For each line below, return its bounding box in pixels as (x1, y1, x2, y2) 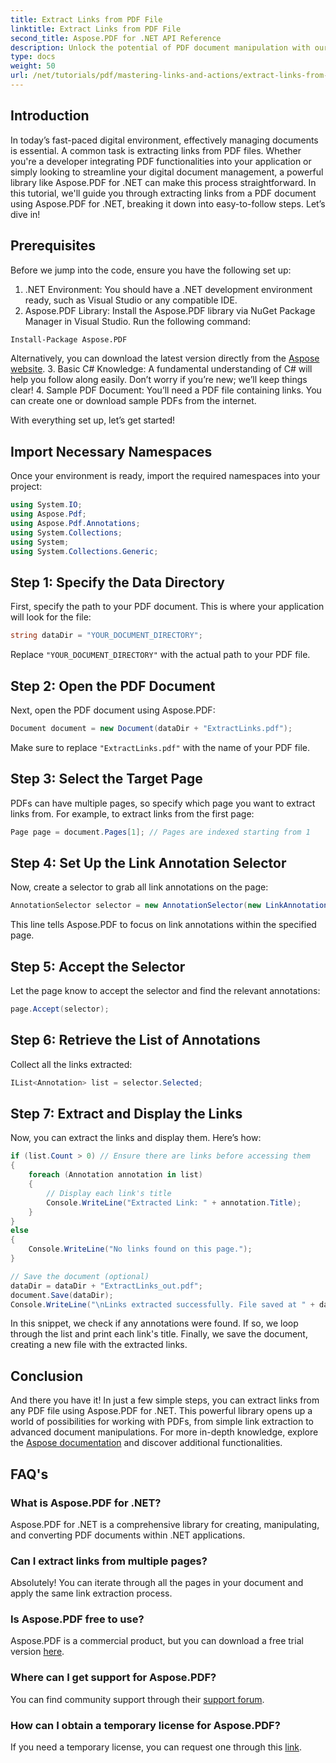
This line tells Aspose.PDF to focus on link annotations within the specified (10, 919, 317, 931)
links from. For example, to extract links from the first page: (10, 807, 255, 820)
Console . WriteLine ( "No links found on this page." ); (28, 1244, 253, 1255)
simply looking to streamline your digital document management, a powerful (10, 166, 324, 178)
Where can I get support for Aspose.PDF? (10, 1671, 217, 1685)
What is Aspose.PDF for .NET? (10, 1496, 162, 1510)
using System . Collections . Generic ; (10, 546, 159, 556)
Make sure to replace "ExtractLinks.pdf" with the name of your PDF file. (10, 741, 310, 753)
